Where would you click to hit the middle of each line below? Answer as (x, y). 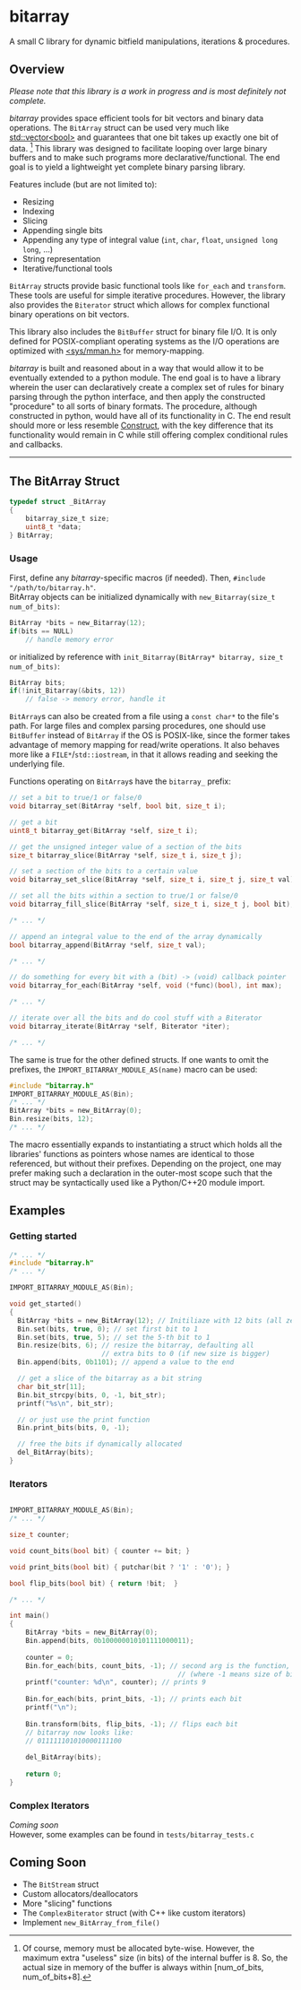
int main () (30, 1616)
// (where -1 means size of (230, 1674)
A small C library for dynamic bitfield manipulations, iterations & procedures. (150, 41)
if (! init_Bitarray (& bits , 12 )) (68, 691)
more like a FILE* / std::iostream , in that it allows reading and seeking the (144, 754)
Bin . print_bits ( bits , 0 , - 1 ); (73, 1428)
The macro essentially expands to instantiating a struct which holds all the (146, 1144)
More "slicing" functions (67, 1903)
